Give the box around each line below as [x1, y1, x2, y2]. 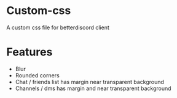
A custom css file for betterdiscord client [6, 24, 109, 31]
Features [6, 45, 53, 59]
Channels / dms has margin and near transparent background [15, 85, 171, 92]
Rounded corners [15, 71, 60, 79]
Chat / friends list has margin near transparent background [15, 78, 165, 85]
